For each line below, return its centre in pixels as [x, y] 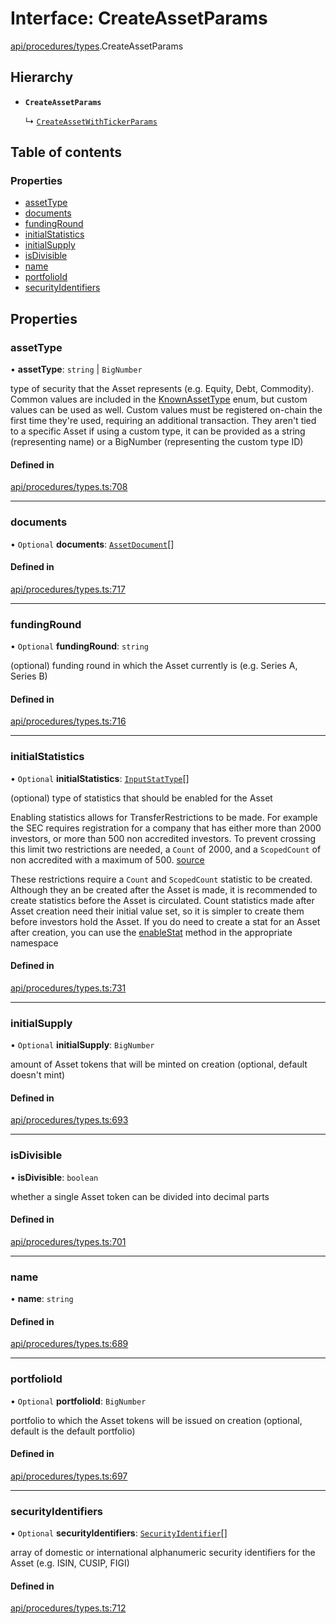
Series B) [29, 676]
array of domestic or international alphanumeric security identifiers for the [163, 1553]
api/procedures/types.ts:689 [69, 1344]
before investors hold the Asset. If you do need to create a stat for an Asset [165, 921]
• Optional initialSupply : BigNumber [82, 1045]
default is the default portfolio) [73, 1431]
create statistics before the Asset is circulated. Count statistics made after [162, 900]
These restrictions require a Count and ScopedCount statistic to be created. [161, 879]
